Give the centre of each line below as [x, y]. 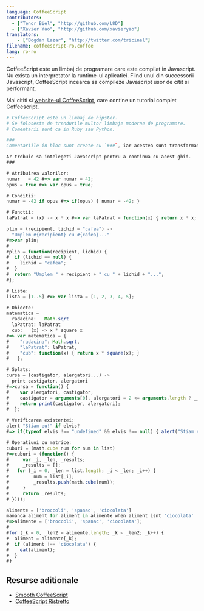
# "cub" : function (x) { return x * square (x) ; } [73, 353]
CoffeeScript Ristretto [42, 601]
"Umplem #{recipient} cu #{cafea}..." [61, 235]
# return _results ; [36, 493]
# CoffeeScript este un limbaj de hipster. [62, 118]
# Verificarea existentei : [40, 420]
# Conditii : [21, 196]
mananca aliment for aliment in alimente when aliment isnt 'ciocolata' [100, 516]
